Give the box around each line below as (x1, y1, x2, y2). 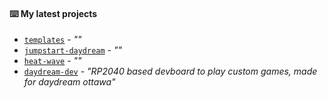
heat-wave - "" (23, 55, 82, 67)
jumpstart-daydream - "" (23, 44, 123, 56)
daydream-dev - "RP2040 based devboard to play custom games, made (23, 65, 318, 78)
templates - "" (23, 34, 82, 46)
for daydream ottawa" (23, 76, 116, 88)
